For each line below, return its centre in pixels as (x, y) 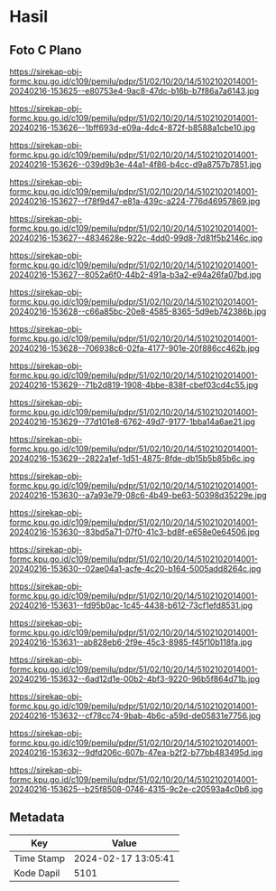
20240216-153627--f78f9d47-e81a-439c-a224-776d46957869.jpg (135, 201)
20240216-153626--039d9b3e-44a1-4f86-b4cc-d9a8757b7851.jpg (135, 164)
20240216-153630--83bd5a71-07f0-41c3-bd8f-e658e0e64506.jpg (134, 532)
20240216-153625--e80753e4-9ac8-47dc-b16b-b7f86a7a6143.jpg (134, 91)
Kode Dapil (37, 873)
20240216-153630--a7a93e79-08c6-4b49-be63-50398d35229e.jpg (138, 495)
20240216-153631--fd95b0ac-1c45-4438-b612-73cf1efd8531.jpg (131, 605)
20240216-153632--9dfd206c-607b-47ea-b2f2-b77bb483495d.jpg (136, 752)
